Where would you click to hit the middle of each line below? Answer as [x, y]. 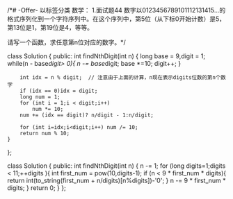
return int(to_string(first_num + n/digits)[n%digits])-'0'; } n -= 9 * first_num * [116, 180]
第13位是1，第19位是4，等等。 [50, 27]
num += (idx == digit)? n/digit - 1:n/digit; [87, 115]
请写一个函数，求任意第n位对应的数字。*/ [67, 42]
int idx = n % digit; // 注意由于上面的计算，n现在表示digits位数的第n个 [120, 78]
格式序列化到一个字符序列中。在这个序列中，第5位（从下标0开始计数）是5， [116, 19]
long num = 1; [40, 97]
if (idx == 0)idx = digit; [59, 91]
